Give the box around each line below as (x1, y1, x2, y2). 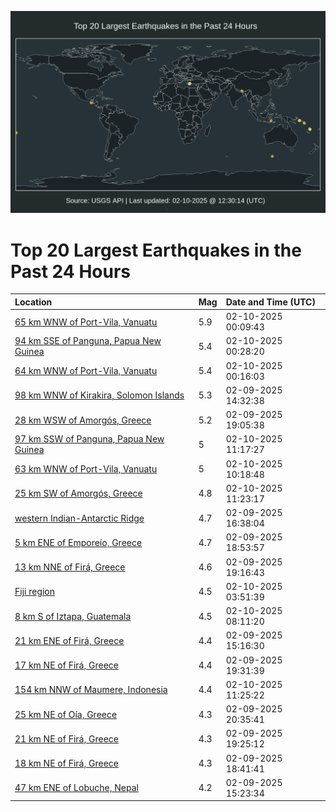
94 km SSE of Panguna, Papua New (14, 335, 162, 347)
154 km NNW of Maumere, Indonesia (14, 684, 168, 696)
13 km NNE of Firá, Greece (14, 561, 126, 573)
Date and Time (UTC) (225, 296, 316, 308)
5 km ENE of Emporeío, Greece (14, 536, 143, 548)
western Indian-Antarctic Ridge (14, 512, 145, 524)
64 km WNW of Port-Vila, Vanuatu (14, 365, 158, 377)
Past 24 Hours (10, 260, 131, 283)
